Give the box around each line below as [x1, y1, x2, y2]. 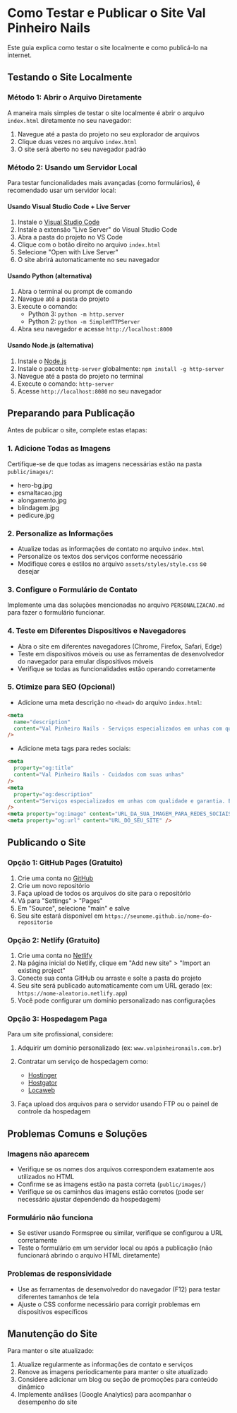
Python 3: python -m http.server [28, 309, 125, 319]
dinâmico [17, 1383, 44, 1391]
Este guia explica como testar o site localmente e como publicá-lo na [7, 43, 208, 52]
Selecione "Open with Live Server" [17, 248, 119, 256]
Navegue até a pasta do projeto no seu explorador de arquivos [17, 129, 200, 138]
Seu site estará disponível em [17, 911, 104, 920]
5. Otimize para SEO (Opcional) [7, 682, 116, 692]
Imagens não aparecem [7, 1149, 90, 1159]
